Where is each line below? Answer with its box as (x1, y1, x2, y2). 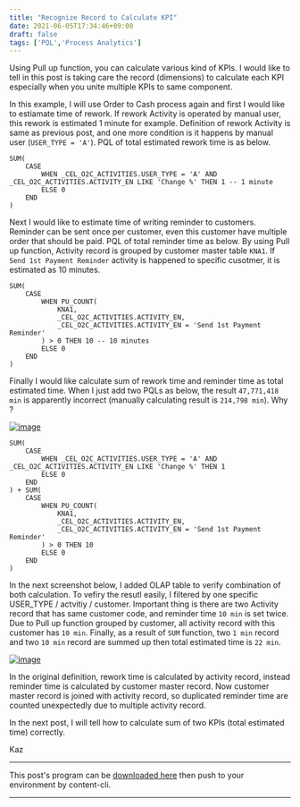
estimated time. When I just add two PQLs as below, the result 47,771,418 (9, 386, 279, 396)
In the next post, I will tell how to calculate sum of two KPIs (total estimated (9, 718, 285, 728)
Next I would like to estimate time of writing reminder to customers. (9, 217, 256, 228)
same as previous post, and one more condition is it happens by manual (9, 127, 274, 139)
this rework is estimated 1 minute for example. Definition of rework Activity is (9, 118, 291, 129)
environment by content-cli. (9, 779, 112, 790)
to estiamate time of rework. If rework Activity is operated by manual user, (9, 108, 281, 119)
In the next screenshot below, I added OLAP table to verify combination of (9, 580, 281, 590)
